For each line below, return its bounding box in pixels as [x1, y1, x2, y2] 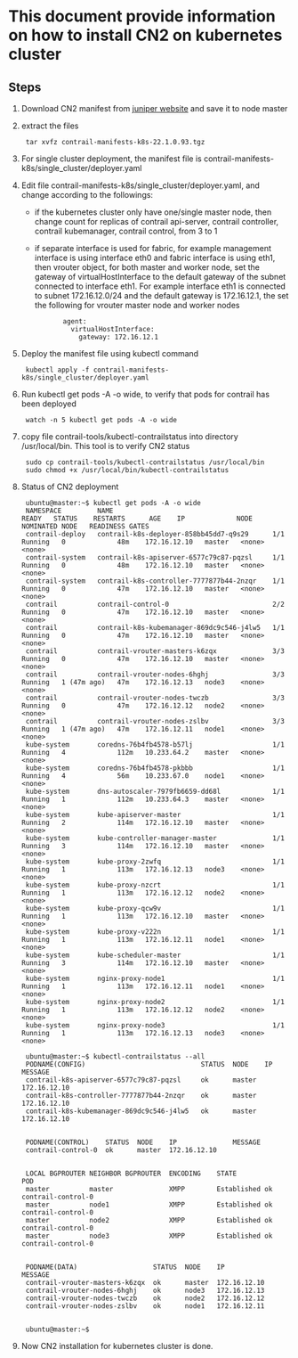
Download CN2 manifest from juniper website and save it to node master [20, 103, 288, 113]
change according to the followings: [20, 190, 153, 200]
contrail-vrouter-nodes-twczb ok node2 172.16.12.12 [25, 1294, 265, 1303]
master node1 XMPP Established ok [25, 1200, 273, 1209]
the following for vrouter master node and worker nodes [34, 300, 240, 310]
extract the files [20, 120, 79, 131]
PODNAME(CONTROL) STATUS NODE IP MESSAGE [25, 1138, 262, 1147]
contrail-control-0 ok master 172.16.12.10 [25, 1146, 217, 1155]
